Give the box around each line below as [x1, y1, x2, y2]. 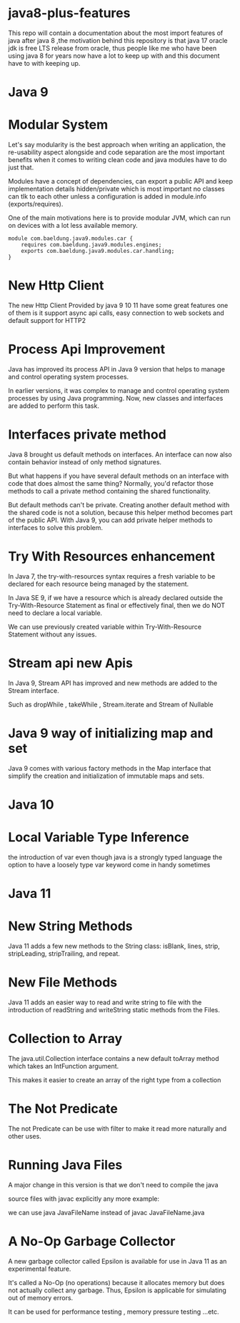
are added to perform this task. [8, 401, 99, 410]
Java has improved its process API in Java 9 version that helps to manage [8, 364, 226, 373]
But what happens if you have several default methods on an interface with [8, 471, 229, 480]
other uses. [8, 1132, 41, 1140]
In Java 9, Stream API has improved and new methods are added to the [8, 679, 218, 687]
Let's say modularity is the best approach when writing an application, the [8, 141, 226, 149]
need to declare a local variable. [8, 609, 103, 617]
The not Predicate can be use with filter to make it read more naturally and [8, 1124, 227, 1133]
